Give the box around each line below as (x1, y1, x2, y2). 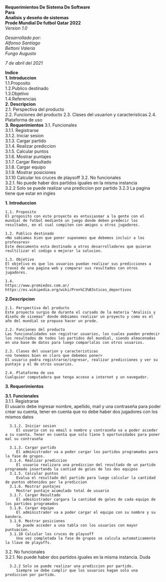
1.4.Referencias (5, 96, 37, 102)
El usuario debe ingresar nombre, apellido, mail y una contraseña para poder (5, 404, 161, 409)
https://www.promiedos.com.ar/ (5, 283, 70, 288)
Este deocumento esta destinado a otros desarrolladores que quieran (5, 244, 152, 249)
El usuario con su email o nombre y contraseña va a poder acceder (16, 428, 158, 433)
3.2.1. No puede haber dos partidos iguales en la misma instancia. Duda (5, 554, 151, 560)
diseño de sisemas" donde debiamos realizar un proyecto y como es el (5, 314, 154, 319)
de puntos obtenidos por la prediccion (5, 480, 87, 485)
